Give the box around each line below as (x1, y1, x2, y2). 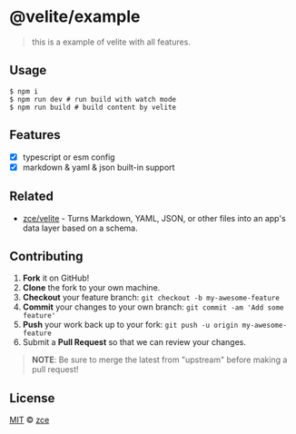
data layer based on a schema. (22, 222, 138, 233)
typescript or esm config (22, 152, 115, 163)
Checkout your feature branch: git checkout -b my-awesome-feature (22, 292, 280, 303)
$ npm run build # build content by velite (9, 103, 177, 112)
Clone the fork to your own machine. (22, 282, 161, 293)
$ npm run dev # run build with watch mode (9, 94, 177, 104)
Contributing (9, 248, 84, 264)
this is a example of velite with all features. (31, 36, 191, 47)
